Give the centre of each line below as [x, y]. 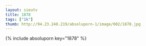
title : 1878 [18, 15]
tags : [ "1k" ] [19, 19]
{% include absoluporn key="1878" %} [46, 38]
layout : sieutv [22, 10]
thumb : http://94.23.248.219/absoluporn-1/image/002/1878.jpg [73, 24]
